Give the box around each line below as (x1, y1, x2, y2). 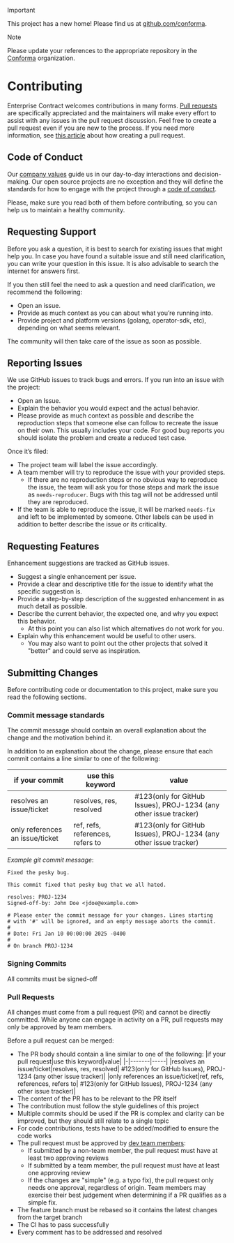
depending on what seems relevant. (17, 323, 120, 332)
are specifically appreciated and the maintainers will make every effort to (7, 108, 217, 117)
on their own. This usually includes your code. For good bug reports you (17, 426, 225, 435)
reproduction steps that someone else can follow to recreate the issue (17, 419, 219, 427)
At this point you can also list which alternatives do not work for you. (27, 624, 224, 633)
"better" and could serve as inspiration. (27, 647, 141, 655)
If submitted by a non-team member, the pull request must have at (27, 1146, 218, 1154)
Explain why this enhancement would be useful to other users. (17, 632, 196, 640)
